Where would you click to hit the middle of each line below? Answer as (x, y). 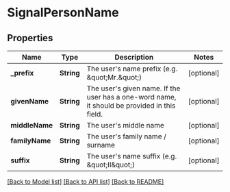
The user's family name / (126, 136)
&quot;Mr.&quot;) (114, 77)
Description (134, 57)
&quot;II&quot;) (111, 165)
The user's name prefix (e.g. (132, 69)
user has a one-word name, (131, 97)
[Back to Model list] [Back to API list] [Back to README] (86, 182)
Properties (30, 38)
